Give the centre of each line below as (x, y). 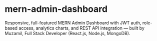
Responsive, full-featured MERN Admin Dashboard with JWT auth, (73, 23)
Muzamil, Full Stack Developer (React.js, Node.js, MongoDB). (67, 33)
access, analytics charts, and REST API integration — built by (81, 28)
